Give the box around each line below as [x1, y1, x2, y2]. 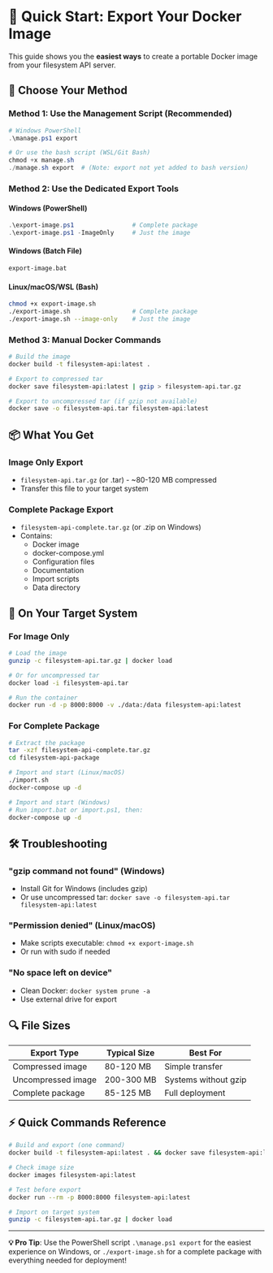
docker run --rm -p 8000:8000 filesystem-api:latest [8, 1193, 191, 1202]
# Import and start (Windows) [8, 798, 111, 807]
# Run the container [8, 694, 79, 702]
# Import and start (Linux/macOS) [8, 769, 126, 777]
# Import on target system [8, 1208, 100, 1216]
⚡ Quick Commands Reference [8, 1115, 167, 1129]
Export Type [30, 1047, 80, 1059]
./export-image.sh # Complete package [8, 308, 198, 316]
